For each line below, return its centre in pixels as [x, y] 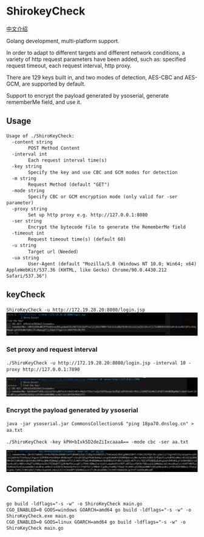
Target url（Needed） [54, 251]
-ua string [25, 258]
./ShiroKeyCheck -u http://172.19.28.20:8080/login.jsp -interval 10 [96, 363]
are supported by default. [54, 84]
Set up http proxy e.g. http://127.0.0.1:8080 [88, 215]
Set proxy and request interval [52, 349]
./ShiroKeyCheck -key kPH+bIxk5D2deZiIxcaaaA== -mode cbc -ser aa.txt [97, 442]
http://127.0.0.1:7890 [51, 369]
